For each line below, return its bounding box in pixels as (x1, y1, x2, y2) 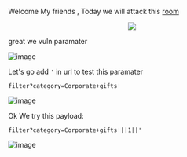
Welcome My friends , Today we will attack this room (8, 7, 179, 16)
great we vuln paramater (8, 37, 88, 46)
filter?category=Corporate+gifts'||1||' (8, 126, 143, 134)
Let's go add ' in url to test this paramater (8, 67, 144, 76)
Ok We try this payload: (8, 111, 84, 120)
